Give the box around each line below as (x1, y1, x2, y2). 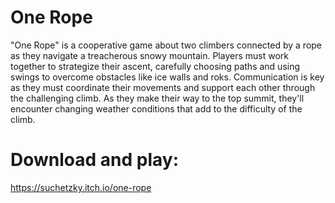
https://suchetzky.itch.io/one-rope (10, 181, 152, 193)
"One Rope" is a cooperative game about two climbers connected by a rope (10, 39, 323, 51)
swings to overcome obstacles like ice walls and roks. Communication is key (10, 71, 325, 83)
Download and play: (10, 149, 180, 171)
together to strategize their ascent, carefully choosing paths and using (10, 60, 301, 72)
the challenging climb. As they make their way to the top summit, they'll (10, 92, 305, 104)
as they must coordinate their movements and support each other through (10, 81, 316, 93)
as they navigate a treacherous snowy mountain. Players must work (10, 49, 289, 61)
